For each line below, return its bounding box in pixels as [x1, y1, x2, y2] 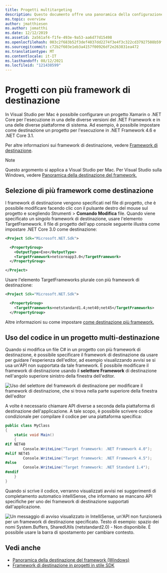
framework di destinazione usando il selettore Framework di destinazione [5, 368, 157, 374]
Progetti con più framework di [5, 84, 131, 96]
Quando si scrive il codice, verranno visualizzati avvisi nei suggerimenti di [5, 488, 157, 494]
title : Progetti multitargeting [5, 7, 72, 12]
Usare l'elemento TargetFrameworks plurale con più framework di [5, 277, 140, 283]
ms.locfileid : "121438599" [5, 63, 61, 68]
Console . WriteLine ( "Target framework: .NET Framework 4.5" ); [23, 455, 153, 461]
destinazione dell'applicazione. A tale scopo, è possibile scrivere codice [5, 408, 153, 414]
